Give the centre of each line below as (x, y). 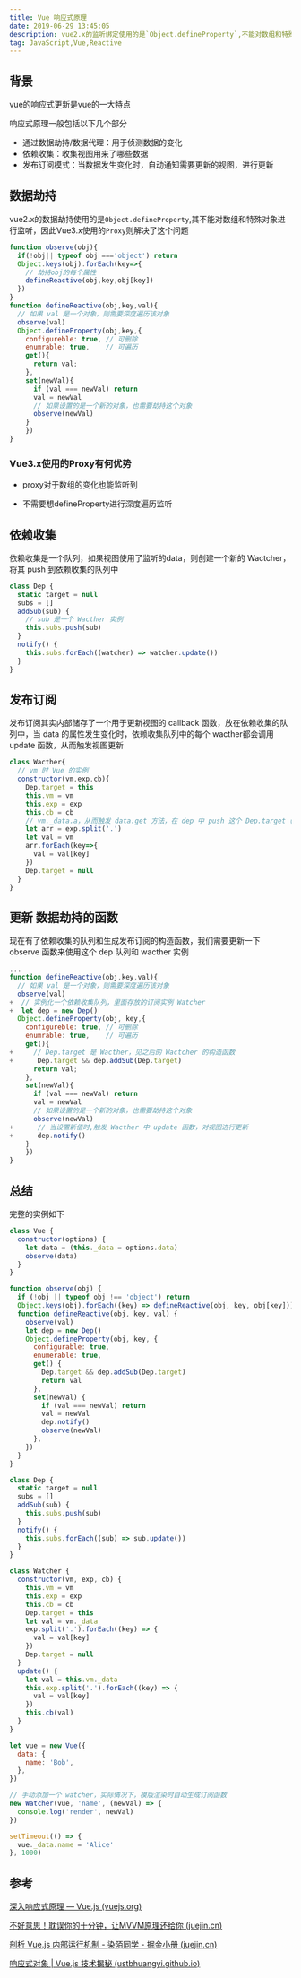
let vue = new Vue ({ (48, 1745)
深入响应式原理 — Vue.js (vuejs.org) (76, 1906)
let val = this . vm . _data (72, 1680)
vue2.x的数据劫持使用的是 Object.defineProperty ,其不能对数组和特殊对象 (143, 219)
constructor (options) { (61, 1239)
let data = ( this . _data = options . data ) (102, 1248)
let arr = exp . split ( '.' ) (74, 829)
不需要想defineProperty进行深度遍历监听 (97, 504)
